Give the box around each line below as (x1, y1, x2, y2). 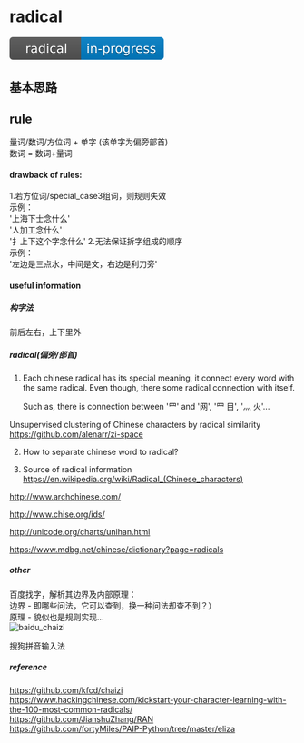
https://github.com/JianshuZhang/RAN (9, 713, 154, 724)
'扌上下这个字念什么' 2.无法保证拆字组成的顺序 (9, 236, 183, 247)
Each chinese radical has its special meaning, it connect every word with (22, 372, 295, 383)
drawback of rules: (9, 169, 83, 180)
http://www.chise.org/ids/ (9, 509, 106, 520)
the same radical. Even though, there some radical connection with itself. (22, 381, 295, 392)
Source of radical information (22, 463, 132, 474)
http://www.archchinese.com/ (9, 490, 122, 501)
